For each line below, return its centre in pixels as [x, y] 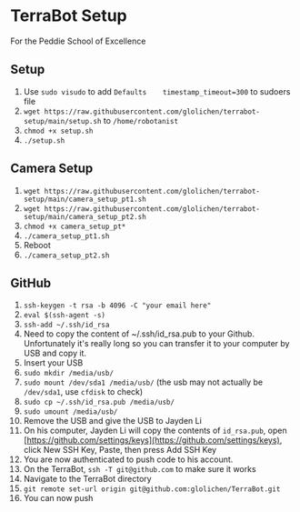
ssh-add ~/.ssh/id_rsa [66, 325]
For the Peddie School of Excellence [78, 41]
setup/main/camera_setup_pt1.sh [85, 199]
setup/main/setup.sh [62, 121]
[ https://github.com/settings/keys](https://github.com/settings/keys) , [153, 440]
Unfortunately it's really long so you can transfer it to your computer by [156, 344]
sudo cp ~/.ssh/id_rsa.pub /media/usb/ [99, 402]
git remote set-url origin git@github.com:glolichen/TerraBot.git [152, 489]
